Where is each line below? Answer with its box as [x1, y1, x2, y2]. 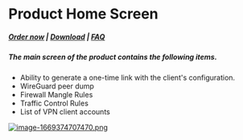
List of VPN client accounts [19, 106, 110, 117]
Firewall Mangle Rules [19, 89, 93, 99]
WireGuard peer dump [19, 81, 95, 91]
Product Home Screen [8, 5, 159, 23]
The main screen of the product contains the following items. [8, 52, 217, 62]
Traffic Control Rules [19, 98, 89, 108]
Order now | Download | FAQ [8, 31, 105, 41]
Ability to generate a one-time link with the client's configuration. [19, 72, 236, 82]
